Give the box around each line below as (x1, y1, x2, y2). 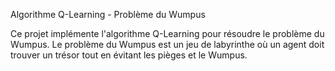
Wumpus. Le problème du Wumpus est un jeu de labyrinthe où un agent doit (10, 39, 325, 50)
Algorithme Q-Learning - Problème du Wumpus (10, 9, 206, 20)
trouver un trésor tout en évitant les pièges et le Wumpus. (10, 49, 248, 61)
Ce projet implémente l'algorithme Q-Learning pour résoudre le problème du (10, 28, 325, 39)
